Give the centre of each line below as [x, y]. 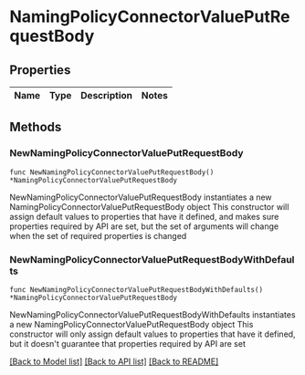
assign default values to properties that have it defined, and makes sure [144, 216]
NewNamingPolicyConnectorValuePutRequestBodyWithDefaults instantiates [152, 314]
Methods [36, 127]
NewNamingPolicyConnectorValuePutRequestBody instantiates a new [141, 197]
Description [106, 95]
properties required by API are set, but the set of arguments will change [144, 226]
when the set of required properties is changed [98, 235]
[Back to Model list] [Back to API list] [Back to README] [114, 361]
